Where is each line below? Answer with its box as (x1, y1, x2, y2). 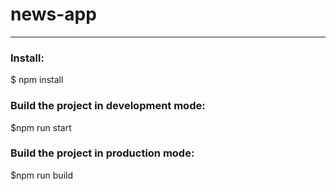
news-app (10, 3, 97, 26)
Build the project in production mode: (10, 146, 195, 160)
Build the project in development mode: (10, 99, 206, 113)
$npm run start (10, 121, 72, 133)
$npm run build (10, 169, 73, 181)
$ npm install (10, 74, 64, 86)
